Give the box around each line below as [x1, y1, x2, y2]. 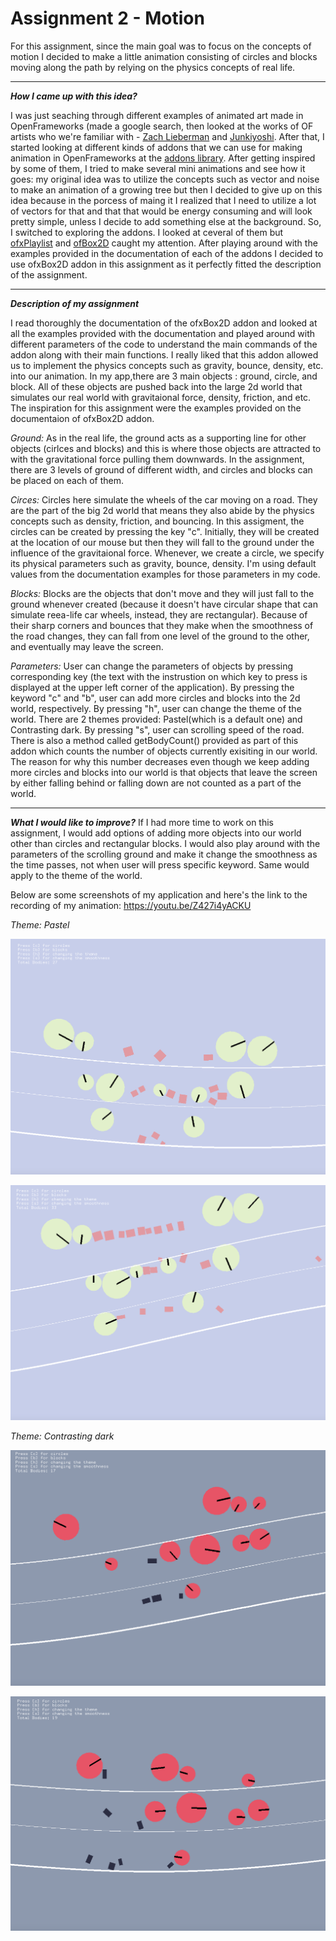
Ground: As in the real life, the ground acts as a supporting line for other [10, 432, 307, 444]
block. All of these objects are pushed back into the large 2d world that [10, 380, 303, 392]
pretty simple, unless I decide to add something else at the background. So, [10, 215, 322, 227]
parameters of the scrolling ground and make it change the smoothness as [10, 848, 318, 860]
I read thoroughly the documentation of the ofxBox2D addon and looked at [10, 317, 318, 329]
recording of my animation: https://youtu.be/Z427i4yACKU [10, 899, 252, 911]
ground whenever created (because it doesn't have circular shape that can [10, 598, 318, 610]
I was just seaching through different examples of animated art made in [10, 109, 304, 121]
